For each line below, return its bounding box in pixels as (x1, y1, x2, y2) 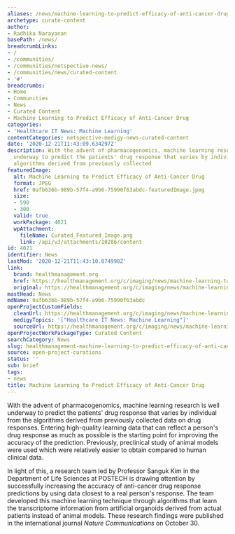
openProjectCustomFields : (7, 303, 83, 310)
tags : (7, 369, 23, 376)
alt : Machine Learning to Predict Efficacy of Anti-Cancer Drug (13, 173, 205, 180)
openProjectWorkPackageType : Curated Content (7, 329, 142, 336)
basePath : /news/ (7, 36, 58, 43)
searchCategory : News (7, 336, 71, 343)
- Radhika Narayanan (7, 29, 68, 37)
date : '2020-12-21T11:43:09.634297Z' (7, 141, 117, 148)
